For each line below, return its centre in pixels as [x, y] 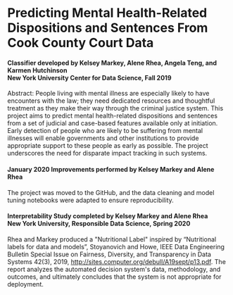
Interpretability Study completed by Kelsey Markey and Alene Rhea [108, 216]
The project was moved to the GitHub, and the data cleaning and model [111, 192]
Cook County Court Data [81, 43]
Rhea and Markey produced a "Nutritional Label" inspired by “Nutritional [112, 239]
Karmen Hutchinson [37, 70]
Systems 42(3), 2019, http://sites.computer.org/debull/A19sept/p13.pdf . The [117, 261]
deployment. [25, 284]
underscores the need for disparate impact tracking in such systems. [107, 153]
